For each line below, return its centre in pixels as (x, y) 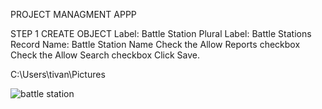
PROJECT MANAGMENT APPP (73, 14)
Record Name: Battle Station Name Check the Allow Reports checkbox (155, 44)
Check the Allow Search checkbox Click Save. (105, 55)
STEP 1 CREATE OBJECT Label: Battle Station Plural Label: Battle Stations (161, 33)
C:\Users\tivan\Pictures (58, 74)
